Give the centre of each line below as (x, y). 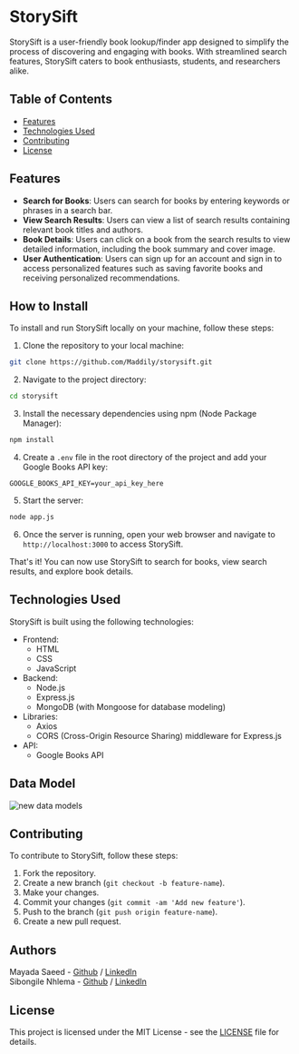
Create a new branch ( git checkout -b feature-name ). (124, 883)
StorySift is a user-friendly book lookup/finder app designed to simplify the (149, 42)
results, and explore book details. (72, 571)
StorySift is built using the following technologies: (102, 621)
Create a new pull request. (72, 921)
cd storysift (34, 397)
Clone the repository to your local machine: (103, 346)
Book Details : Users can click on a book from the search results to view (156, 239)
